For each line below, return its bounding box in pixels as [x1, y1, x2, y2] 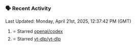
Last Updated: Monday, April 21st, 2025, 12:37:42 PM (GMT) [5, 18, 131, 24]
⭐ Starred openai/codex [12, 28, 63, 34]
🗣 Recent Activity [5, 5, 51, 12]
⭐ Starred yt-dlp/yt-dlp [12, 36, 61, 42]
